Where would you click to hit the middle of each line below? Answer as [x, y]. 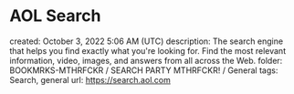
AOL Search [55, 16]
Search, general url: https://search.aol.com [90, 79]
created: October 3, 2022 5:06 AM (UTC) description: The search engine [147, 41]
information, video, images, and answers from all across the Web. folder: [146, 60]
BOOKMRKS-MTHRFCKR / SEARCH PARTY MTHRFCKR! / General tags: [144, 70]
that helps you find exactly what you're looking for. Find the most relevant [147, 50]
